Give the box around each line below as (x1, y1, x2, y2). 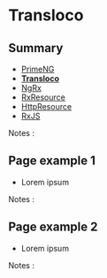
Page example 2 (8, 220, 98, 235)
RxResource (20, 92, 65, 102)
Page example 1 (8, 154, 96, 169)
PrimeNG (20, 64, 55, 74)
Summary (8, 41, 64, 56)
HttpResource (20, 101, 73, 111)
